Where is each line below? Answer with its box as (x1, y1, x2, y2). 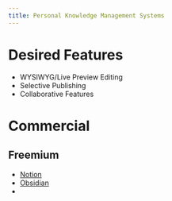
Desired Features (8, 45, 124, 64)
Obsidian (19, 178, 49, 187)
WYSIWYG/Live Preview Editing (19, 72, 123, 82)
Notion (19, 169, 42, 179)
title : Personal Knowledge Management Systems (8, 11, 165, 20)
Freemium (8, 149, 59, 162)
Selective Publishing (19, 80, 86, 90)
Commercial (8, 117, 90, 135)
